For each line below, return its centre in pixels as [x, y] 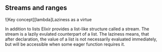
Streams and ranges [36, 8]
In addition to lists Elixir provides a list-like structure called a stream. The [77, 29]
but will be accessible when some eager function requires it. [65, 44]
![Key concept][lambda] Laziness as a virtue [48, 19]
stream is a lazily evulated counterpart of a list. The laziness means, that [77, 34]
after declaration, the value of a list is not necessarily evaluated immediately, [81, 39]
